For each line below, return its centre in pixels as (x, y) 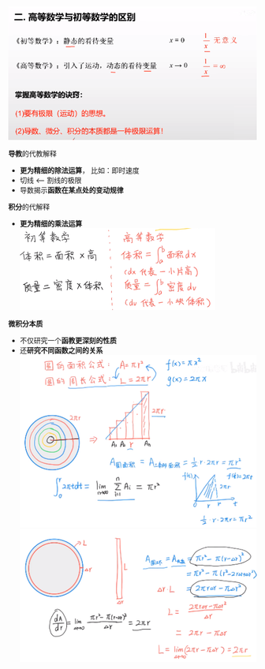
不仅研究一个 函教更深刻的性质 (68, 341)
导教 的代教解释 (32, 154)
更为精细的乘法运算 (51, 224)
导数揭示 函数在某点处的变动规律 (71, 190)
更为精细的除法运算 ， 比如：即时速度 (79, 170)
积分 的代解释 (29, 207)
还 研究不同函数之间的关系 (61, 350)
